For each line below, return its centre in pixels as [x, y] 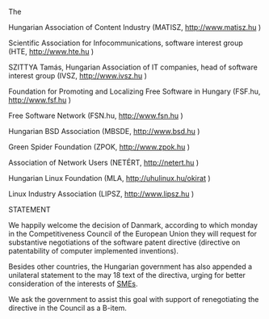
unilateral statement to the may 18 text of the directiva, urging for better [127, 275]
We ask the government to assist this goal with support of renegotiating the [134, 299]
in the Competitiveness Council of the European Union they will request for [132, 234]
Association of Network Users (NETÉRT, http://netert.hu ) [104, 162]
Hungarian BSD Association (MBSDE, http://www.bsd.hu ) [104, 131]
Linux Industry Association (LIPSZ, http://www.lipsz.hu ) [101, 194]
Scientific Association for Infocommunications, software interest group [126, 43]
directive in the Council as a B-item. [68, 308]
